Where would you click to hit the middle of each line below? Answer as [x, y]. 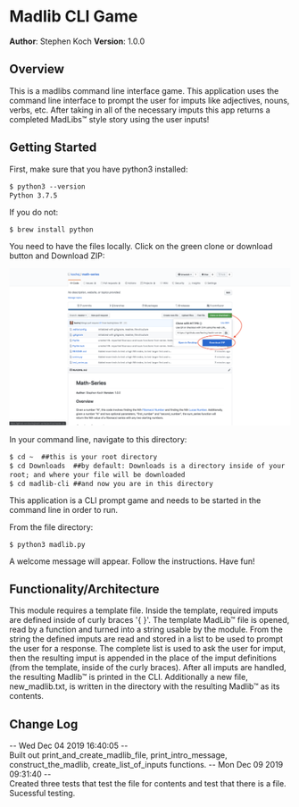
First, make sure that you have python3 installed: [99, 169]
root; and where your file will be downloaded [97, 475]
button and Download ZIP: [57, 256]
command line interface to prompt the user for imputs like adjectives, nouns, [149, 100]
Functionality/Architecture [84, 588]
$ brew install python [51, 230]
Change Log [44, 724]
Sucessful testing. [42, 794]
